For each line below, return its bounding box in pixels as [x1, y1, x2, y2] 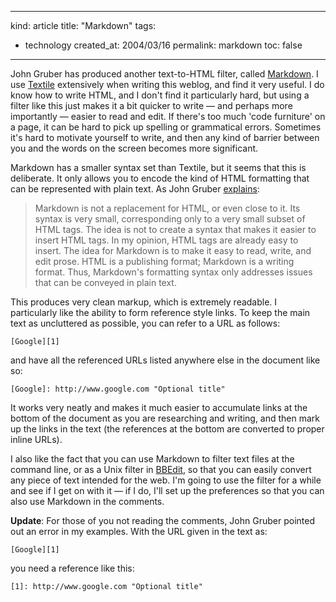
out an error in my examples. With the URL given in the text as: [10, 526, 268, 537]
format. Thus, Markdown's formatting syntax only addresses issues [34, 266, 313, 278]
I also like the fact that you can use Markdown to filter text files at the [10, 453, 295, 465]
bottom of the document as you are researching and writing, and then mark [10, 412, 321, 424]
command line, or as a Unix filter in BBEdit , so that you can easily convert [10, 464, 312, 475]
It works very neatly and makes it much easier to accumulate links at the [10, 402, 308, 413]
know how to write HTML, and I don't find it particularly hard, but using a [10, 89, 310, 101]
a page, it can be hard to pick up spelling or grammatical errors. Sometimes [10, 121, 322, 133]
